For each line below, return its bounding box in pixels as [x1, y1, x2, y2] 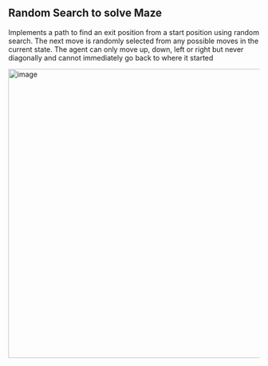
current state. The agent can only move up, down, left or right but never [8, 44, 244, 54]
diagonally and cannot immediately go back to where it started [8, 53, 214, 62]
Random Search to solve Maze [8, 6, 162, 20]
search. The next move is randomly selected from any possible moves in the [8, 36, 259, 45]
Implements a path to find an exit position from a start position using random [8, 27, 260, 37]
